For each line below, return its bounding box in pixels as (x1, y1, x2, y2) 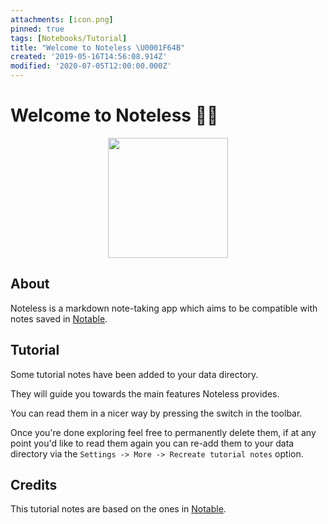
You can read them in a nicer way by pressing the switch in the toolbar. (10, 407, 303, 419)
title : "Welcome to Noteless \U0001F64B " (10, 42, 186, 53)
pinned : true (10, 24, 65, 34)
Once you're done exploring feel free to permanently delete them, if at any (10, 426, 317, 438)
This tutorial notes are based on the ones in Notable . (10, 503, 227, 515)
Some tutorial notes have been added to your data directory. (10, 368, 259, 380)
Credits (10, 476, 58, 493)
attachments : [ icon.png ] (10, 14, 114, 25)
